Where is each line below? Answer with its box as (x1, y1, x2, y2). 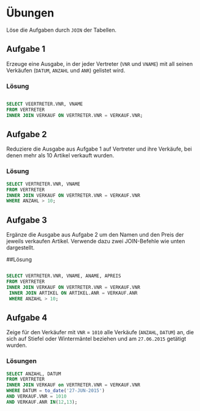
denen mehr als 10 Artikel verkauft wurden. (6, 152, 115, 159)
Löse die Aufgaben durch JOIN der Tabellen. (6, 26, 117, 34)
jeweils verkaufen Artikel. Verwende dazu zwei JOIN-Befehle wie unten (6, 238, 185, 245)
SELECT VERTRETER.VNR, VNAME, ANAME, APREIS (6, 273, 121, 279)
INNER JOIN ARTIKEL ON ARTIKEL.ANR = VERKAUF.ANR (9, 290, 138, 296)
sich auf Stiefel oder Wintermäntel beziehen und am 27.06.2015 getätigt (6, 335, 187, 343)
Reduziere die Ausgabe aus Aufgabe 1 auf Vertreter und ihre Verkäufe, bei (6, 145, 192, 152)
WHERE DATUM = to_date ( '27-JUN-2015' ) (6, 388, 105, 394)
